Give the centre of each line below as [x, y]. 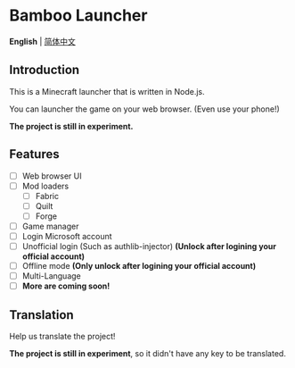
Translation [41, 315]
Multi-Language [52, 276]
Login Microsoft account [67, 236]
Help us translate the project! [62, 337]
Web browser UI [52, 176]
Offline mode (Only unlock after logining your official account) [139, 266]
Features [34, 154]
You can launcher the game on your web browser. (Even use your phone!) [145, 109]
